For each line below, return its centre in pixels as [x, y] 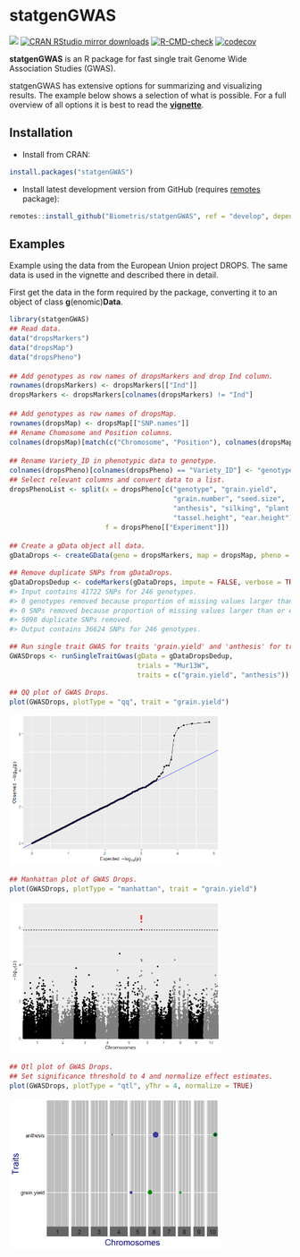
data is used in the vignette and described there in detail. [114, 275]
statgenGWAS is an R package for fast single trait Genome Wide [128, 58]
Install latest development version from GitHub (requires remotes [141, 189]
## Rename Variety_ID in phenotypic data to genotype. [113, 461]
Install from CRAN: [56, 154]
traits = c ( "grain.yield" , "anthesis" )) [213, 675]
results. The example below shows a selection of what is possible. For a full [148, 95]
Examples [37, 244]
